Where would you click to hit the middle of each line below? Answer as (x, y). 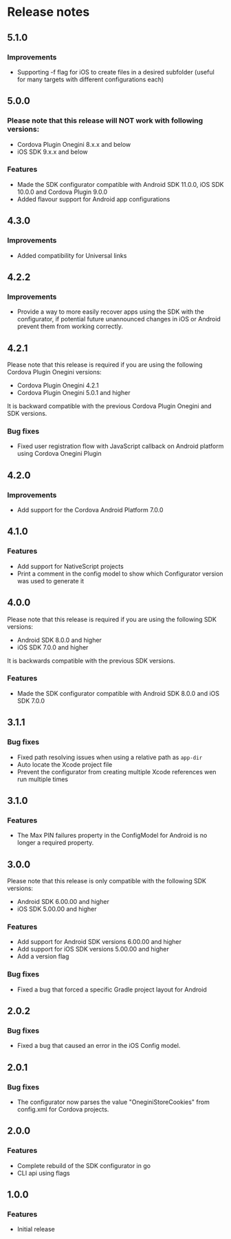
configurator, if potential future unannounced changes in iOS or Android (119, 319)
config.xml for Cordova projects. (63, 1109)
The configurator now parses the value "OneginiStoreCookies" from (113, 1102)
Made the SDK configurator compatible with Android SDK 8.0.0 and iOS (118, 693)
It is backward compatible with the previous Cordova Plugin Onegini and (109, 406)
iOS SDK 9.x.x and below (52, 152)
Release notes (48, 12)
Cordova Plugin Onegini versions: (54, 372)
